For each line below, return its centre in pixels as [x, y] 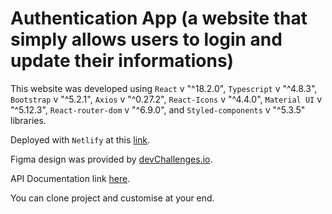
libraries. [28, 120]
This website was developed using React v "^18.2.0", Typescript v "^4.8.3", [164, 88]
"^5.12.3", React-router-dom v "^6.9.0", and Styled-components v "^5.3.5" [158, 109]
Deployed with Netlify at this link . [80, 139]
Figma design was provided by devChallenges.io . [111, 159]
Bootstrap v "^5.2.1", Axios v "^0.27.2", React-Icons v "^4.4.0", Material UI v [166, 99]
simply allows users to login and [146, 39]
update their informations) [122, 61]
